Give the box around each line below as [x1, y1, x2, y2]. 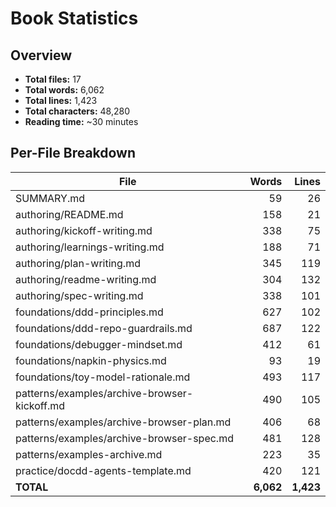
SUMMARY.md [15, 191, 85, 205]
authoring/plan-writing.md [15, 256, 141, 270]
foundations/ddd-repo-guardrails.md [15, 321, 193, 335]
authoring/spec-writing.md [15, 288, 144, 302]
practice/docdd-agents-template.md [15, 463, 192, 477]
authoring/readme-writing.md [15, 272, 157, 286]
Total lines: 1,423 [24, 95, 98, 106]
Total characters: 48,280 [24, 105, 130, 117]
